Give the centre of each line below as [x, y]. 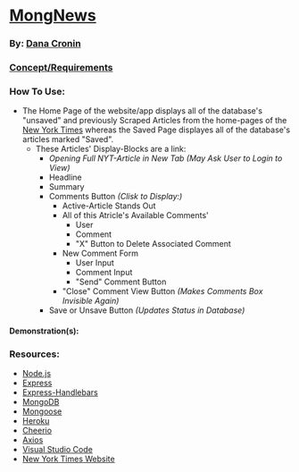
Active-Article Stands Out [109, 206]
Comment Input [104, 273]
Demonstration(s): [44, 331]
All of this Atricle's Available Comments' [135, 215]
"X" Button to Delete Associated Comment [154, 244]
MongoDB [41, 402]
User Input [95, 263]
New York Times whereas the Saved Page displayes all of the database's [156, 130]
